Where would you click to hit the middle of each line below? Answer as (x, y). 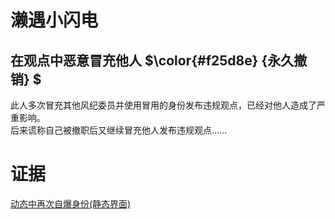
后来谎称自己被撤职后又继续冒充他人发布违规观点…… (119, 130)
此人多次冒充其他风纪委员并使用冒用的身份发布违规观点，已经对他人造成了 (163, 105)
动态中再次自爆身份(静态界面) (71, 203)
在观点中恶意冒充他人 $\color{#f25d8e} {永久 (152, 60)
